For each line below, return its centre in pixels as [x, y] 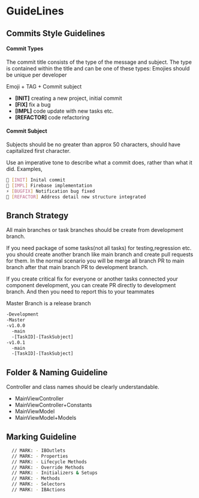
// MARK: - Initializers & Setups [55, 473]
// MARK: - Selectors [39, 484]
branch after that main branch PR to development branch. [77, 267]
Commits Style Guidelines [56, 33]
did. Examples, [25, 169]
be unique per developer [37, 75]
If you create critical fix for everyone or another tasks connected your [92, 279]
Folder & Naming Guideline [57, 372]
